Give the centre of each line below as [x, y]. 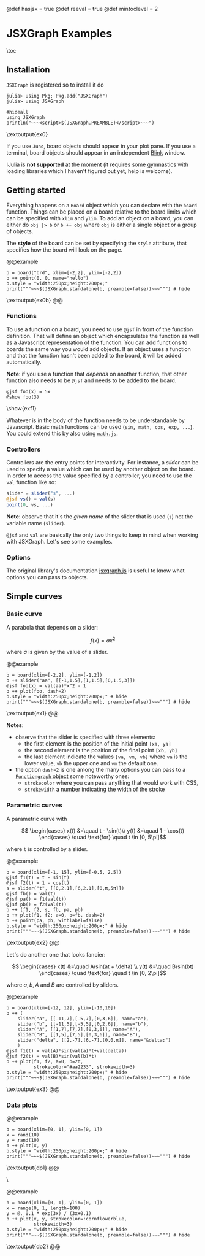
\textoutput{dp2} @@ [33, 1246]
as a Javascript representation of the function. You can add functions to [97, 342]
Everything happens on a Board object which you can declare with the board [102, 205]
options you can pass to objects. [47, 577]
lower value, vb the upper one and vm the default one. [91, 763]
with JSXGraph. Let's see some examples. [60, 541]
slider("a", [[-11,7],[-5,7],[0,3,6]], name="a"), [83, 1019]
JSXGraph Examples [59, 34]
